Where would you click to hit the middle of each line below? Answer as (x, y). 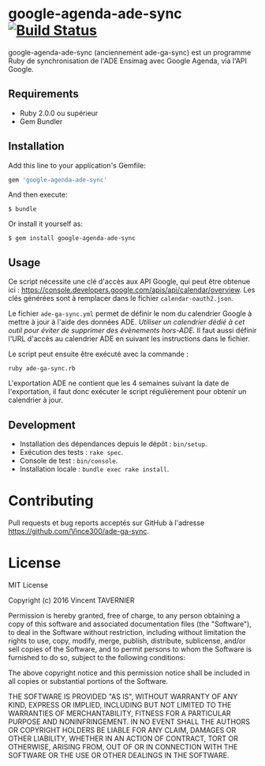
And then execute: (38, 195)
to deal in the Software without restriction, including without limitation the (127, 632)
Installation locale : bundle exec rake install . (94, 469)
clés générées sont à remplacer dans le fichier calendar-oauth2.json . (121, 299)
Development (42, 424)
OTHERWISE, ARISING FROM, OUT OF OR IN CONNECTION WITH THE (123, 746)
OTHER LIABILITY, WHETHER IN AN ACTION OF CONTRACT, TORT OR (123, 738)
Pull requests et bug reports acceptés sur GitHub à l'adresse (106, 523)
